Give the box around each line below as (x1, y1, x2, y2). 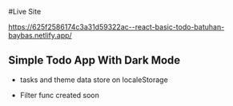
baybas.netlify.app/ (8, 31, 72, 40)
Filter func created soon (19, 90, 100, 100)
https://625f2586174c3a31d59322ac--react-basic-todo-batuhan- (8, 22, 225, 31)
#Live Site (8, 7, 42, 16)
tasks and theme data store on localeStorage (19, 75, 168, 84)
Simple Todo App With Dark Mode (8, 53, 181, 67)
